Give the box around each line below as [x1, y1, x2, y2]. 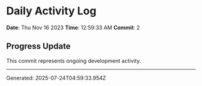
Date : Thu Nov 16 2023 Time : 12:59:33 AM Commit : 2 [6, 24, 140, 31]
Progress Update [6, 41, 71, 51]
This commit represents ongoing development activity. [6, 57, 141, 64]
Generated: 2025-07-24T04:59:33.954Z [6, 74, 106, 81]
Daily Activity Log [6, 4, 97, 18]
